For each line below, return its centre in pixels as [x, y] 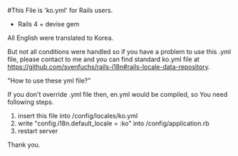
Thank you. [24, 145]
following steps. [31, 102]
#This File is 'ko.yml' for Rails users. [60, 10]
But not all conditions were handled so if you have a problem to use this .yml [119, 52]
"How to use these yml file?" [49, 80]
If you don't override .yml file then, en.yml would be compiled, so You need [118, 94]
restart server [38, 131]
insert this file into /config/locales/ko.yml [78, 116]
